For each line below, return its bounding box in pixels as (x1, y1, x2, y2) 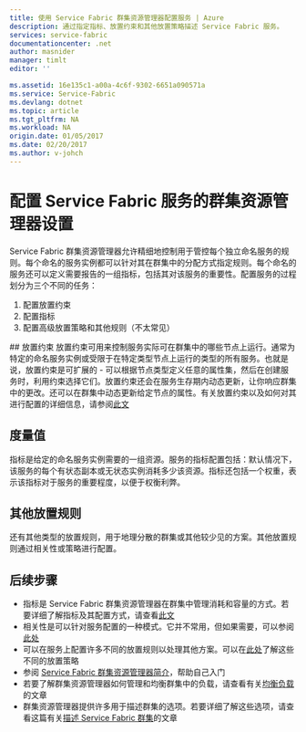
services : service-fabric (9, 30, 107, 39)
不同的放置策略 (22, 655, 79, 666)
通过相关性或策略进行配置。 (16, 543, 121, 554)
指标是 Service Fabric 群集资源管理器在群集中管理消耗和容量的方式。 (22, 599, 281, 610)
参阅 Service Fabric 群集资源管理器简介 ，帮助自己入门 (22, 667, 226, 678)
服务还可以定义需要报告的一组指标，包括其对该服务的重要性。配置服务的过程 (9, 268, 297, 279)
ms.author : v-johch (9, 149, 84, 158)
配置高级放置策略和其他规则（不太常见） (22, 321, 175, 333)
